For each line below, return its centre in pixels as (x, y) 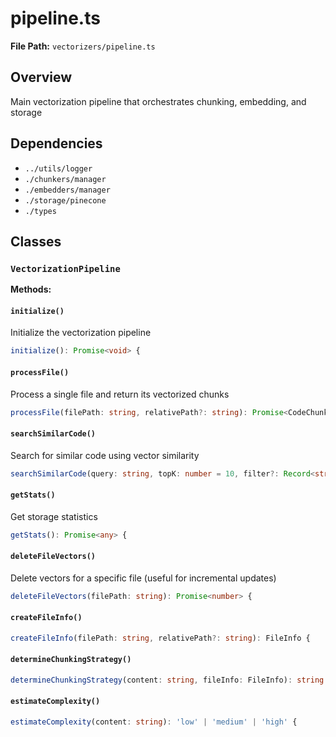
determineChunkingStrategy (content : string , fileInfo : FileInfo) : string (167, 680)
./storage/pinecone (65, 200)
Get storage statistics (54, 516)
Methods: (31, 289)
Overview (41, 77)
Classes (36, 241)
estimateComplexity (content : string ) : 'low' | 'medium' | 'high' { (154, 722)
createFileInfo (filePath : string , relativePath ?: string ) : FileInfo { (160, 638)
